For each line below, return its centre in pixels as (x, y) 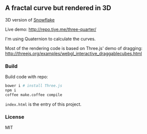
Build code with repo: (26, 77)
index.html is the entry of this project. (43, 104)
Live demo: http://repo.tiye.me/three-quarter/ (51, 29)
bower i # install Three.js (34, 86)
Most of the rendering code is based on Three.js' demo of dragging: (74, 48)
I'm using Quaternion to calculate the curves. (50, 39)
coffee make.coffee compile (34, 95)
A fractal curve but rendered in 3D (58, 8)
